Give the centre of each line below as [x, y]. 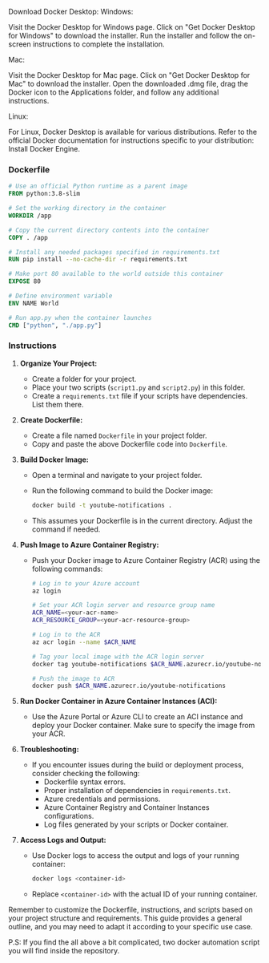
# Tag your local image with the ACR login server [118, 657]
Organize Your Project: [58, 363]
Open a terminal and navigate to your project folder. [117, 475]
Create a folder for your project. [84, 378]
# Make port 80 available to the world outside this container [116, 274]
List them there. [58, 404]
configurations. [69, 816]
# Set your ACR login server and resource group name [123, 605]
